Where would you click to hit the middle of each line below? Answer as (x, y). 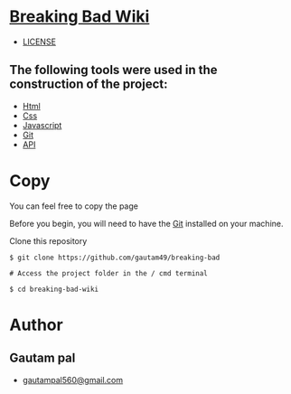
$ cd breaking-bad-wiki (54, 289)
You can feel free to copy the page (74, 206)
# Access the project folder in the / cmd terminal (108, 273)
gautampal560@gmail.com (73, 380)
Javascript (42, 125)
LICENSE (39, 42)
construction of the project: (89, 84)
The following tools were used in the (114, 70)
